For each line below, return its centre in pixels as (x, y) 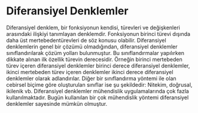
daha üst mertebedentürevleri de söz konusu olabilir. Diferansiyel (86, 40)
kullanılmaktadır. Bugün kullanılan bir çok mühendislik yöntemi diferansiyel (98, 97)
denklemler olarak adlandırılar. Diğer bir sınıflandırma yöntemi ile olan (91, 78)
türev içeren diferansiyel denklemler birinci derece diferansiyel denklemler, (98, 65)
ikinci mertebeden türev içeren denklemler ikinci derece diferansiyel (90, 72)
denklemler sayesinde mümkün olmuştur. (57, 103)
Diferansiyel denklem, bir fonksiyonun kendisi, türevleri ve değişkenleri (93, 28)
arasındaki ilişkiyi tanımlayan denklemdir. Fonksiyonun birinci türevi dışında (98, 33)
